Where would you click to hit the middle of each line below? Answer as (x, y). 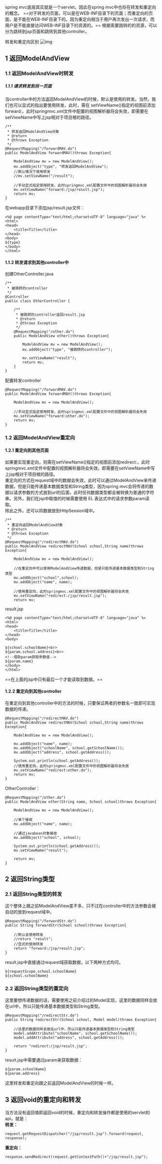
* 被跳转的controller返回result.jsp (51, 315)
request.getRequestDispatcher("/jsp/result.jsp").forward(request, (74, 1134)
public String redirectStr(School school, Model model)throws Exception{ (81, 1020)
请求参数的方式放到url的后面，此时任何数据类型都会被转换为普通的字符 (84, 492)
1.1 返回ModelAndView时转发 (39, 73)
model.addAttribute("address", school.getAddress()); (69, 1037)
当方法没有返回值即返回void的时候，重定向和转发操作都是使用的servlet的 (78, 1112)
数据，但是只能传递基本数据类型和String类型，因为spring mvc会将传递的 (77, 486)
